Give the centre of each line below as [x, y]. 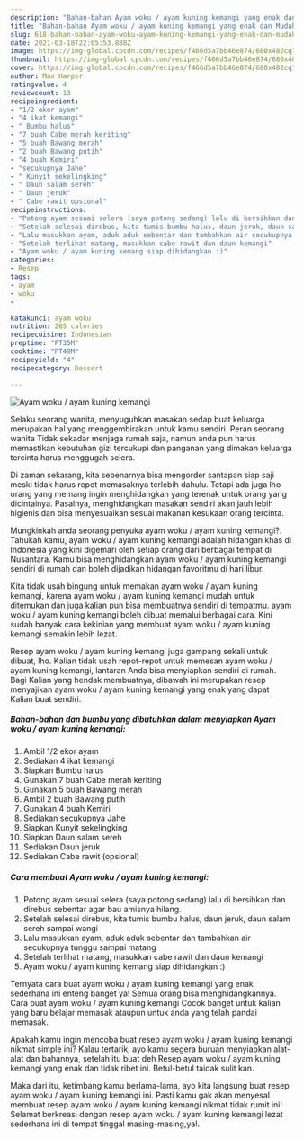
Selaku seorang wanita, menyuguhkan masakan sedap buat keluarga [138, 419]
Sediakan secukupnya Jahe [74, 818]
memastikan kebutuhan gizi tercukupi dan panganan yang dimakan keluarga [151, 448]
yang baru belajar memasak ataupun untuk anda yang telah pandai [134, 1013]
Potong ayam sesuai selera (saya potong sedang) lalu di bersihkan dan [154, 900]
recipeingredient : [45, 101]
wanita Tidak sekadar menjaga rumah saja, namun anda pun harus [133, 438]
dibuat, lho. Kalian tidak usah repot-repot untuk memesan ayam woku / [142, 661]
